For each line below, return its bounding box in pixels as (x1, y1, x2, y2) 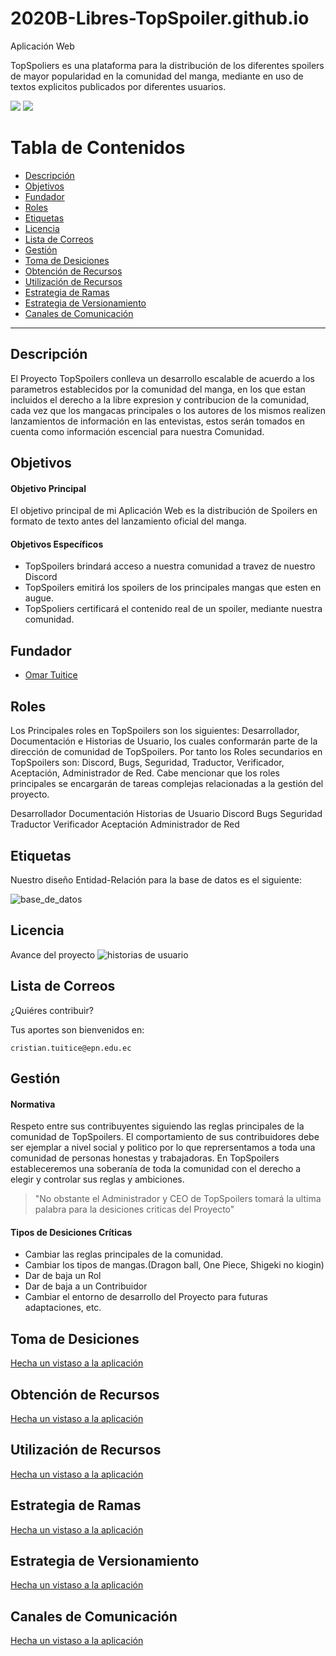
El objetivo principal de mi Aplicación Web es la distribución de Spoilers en (10, 505, 318, 517)
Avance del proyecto (10, 948, 96, 961)
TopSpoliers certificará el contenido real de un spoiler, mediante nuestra (24, 603, 323, 615)
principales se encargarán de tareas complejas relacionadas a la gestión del (10, 778, 324, 790)
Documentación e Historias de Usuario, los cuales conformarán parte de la (10, 735, 318, 747)
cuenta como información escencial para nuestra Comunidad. (10, 425, 265, 437)
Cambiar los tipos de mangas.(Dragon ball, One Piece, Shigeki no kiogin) (24, 1259, 325, 1271)
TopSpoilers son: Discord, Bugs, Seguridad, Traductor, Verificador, (10, 757, 285, 769)
